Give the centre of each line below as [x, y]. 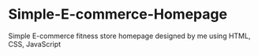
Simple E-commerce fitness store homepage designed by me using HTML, [129, 36]
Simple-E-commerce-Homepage [118, 14]
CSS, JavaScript [35, 44]
